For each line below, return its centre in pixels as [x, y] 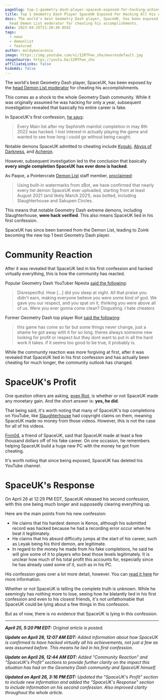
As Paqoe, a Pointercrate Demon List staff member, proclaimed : [69, 176]
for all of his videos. [25, 426]
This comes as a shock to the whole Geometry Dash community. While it [78, 97]
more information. [23, 579]
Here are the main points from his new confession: [56, 513]
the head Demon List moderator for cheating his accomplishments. [72, 88]
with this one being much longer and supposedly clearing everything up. [78, 504]
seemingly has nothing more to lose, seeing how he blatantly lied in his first [81, 594]
